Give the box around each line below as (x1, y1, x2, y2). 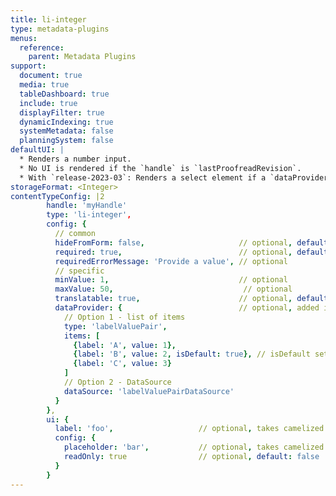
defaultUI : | (10, 145, 65, 155)
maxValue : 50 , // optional (54, 284, 293, 295)
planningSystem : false (19, 136, 114, 146)
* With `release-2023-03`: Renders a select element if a (19, 172, 267, 183)
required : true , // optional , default (54, 247, 329, 257)
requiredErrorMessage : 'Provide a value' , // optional (54, 256, 288, 266)
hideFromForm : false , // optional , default (54, 237, 329, 248)
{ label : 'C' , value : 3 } (73, 359, 172, 369)
